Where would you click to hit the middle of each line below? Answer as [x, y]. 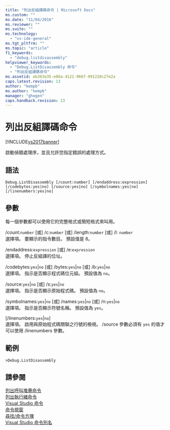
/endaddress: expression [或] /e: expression [50, 249]
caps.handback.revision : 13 [35, 100]
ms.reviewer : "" [23, 24]
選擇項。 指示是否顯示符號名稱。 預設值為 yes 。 [56, 308]
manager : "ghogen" [25, 96]
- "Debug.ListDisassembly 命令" [44, 67]
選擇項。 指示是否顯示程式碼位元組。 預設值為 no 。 [59, 273]
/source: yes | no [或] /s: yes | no [35, 284]
